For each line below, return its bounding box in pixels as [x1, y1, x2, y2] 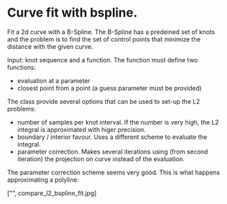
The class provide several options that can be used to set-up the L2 [7, 97, 201, 105]
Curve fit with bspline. [7, 5, 138, 21]
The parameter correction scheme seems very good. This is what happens [7, 168, 220, 176]
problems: [7, 104, 36, 113]
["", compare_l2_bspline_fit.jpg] [7, 189, 97, 197]
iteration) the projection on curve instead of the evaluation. [17, 154, 185, 163]
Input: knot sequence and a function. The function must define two [7, 55, 199, 64]
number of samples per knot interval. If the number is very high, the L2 [17, 118, 219, 126]
